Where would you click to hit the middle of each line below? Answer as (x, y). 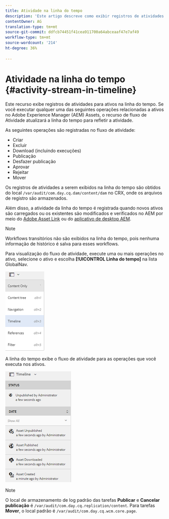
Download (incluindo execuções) (47, 151)
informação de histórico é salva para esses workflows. (62, 244)
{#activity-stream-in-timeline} (71, 90)
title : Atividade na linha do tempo (44, 11)
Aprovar (21, 167)
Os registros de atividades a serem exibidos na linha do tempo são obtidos (83, 187)
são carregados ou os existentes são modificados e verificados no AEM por (84, 213)
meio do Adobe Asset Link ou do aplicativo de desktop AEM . (68, 218)
